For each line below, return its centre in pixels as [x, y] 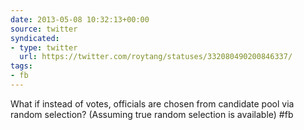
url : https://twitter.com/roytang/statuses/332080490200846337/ [156, 57]
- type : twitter [44, 47]
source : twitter [44, 29]
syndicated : [35, 38]
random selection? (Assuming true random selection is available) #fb [152, 114]
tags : [21, 66]
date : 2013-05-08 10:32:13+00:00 [80, 19]
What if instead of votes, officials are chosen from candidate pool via [152, 103]
